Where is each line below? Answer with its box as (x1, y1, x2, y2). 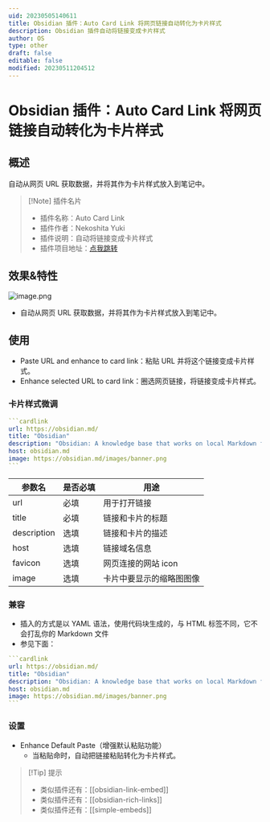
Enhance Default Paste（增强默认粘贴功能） (19, 740, 166, 750)
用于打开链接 (103, 497, 152, 508)
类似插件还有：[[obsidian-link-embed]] (39, 784, 169, 794)
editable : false (8, 57, 63, 65)
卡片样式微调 (8, 399, 59, 410)
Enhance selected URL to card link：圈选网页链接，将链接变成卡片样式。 (19, 376, 261, 386)
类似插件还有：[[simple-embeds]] (39, 804, 152, 814)
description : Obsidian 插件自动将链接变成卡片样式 (8, 27, 166, 35)
